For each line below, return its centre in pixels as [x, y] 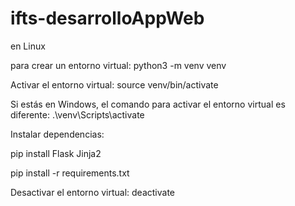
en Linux [28, 46]
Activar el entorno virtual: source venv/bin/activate [114, 84]
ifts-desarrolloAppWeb [107, 18]
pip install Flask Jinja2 [56, 153]
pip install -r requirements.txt [70, 173]
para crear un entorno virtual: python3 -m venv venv [118, 65]
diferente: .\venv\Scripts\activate [77, 114]
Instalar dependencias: [57, 134]
